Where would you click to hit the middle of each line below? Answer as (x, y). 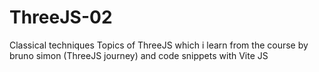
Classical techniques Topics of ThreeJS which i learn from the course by (159, 45)
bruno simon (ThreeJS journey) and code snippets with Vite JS (139, 55)
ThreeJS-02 (61, 17)
